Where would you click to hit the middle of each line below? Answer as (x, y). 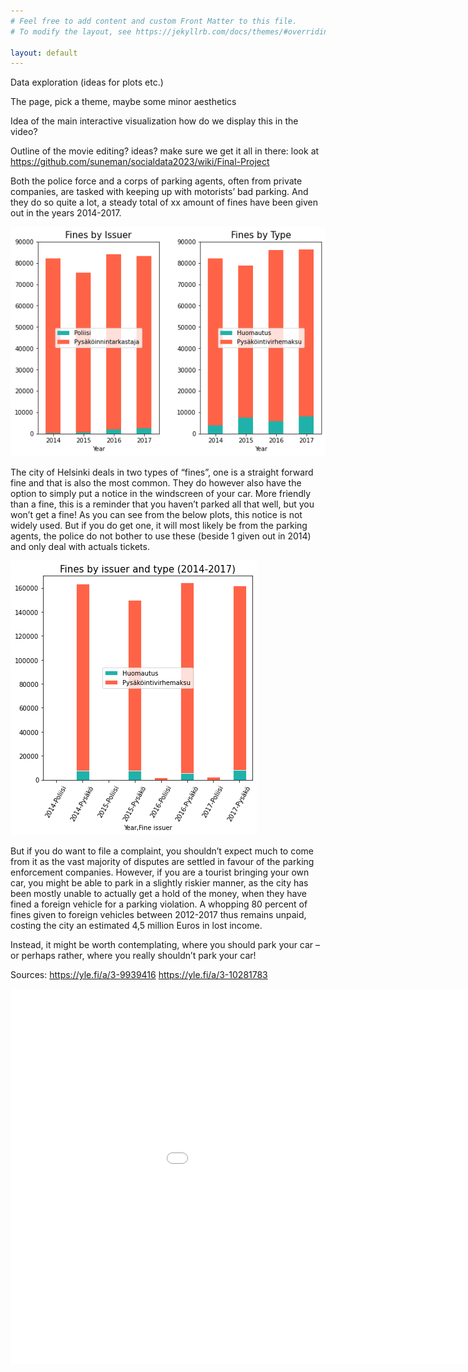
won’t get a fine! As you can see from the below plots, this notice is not (156, 515)
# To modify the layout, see (71, 31)
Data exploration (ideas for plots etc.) (87, 82)
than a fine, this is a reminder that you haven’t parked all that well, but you (162, 504)
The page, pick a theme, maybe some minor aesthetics (123, 102)
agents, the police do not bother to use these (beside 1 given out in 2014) (161, 536)
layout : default (44, 53)
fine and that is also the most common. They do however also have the (156, 483)
